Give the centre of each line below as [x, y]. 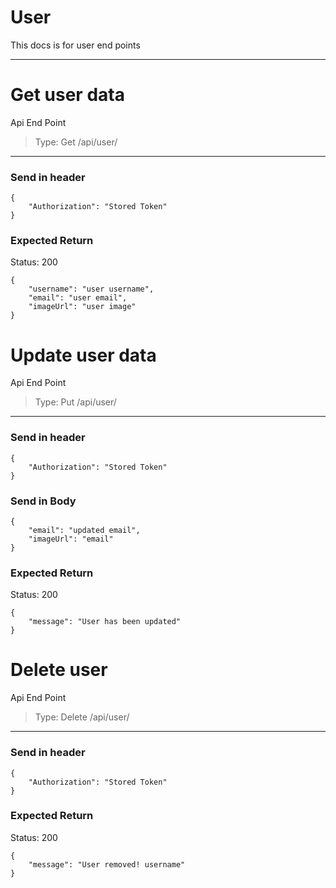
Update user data [83, 355]
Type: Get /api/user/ [76, 142]
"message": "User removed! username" [107, 864]
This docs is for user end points [75, 45]
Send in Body [43, 501]
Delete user [59, 670]
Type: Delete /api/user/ [82, 717]
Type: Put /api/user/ [75, 402]
